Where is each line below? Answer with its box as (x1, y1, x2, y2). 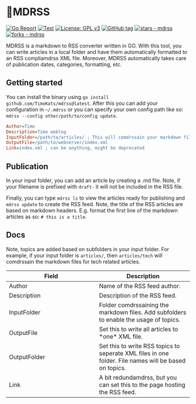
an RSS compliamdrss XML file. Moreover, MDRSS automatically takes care (6, 54, 187, 61)
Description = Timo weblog (6, 129, 66, 135)
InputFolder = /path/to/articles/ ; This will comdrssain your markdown (6, 134, 181, 140)
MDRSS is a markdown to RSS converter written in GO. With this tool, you (6, 42, 182, 49)
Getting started (6, 78, 63, 88)
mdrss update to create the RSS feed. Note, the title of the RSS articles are (6, 200, 184, 207)
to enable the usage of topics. (99, 316, 181, 324)
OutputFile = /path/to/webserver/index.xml (6, 140, 108, 146)
